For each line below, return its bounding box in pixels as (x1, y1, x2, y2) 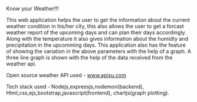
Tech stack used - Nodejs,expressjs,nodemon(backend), (6, 83, 145, 90)
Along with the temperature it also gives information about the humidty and (6, 35, 189, 42)
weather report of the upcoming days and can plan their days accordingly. (6, 29, 187, 36)
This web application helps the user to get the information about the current (6, 17, 191, 23)
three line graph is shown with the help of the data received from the (6, 54, 173, 61)
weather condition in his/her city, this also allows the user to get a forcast (6, 23, 184, 29)
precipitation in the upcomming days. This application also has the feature (6, 41, 186, 48)
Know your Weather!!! (6, 5, 59, 12)
